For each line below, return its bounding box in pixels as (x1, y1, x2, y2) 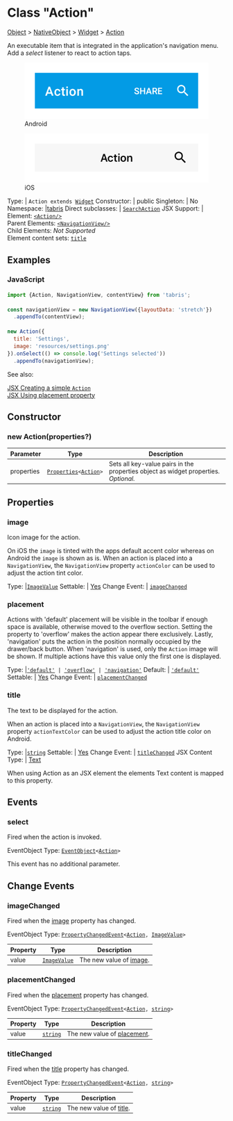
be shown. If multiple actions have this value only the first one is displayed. (7, 652, 222, 661)
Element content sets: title (7, 234, 87, 243)
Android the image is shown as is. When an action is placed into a (7, 554, 193, 562)
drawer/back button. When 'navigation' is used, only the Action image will (7, 645, 218, 653)
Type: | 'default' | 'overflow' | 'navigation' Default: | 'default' (7, 666, 200, 674)
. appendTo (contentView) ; (13, 313, 85, 320)
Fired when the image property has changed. (7, 917, 137, 925)
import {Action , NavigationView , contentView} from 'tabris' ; (7, 291, 191, 298)
